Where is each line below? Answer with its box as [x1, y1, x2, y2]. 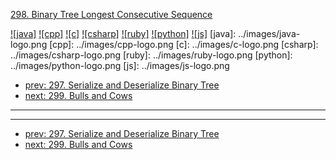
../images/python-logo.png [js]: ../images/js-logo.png [10, 60, 230, 71]
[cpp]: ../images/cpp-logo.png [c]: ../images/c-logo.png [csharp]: [49, 39, 319, 50]
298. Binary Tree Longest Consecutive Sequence [10, 9, 213, 20]
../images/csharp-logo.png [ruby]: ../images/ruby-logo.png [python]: [10, 49, 293, 61]
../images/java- [238, 28, 301, 39]
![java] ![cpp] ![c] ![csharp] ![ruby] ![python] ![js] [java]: [10, 28, 237, 39]
